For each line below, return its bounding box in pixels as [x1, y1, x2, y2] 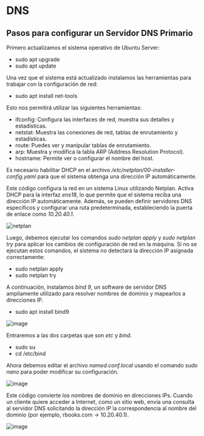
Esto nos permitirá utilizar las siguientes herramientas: [6, 104, 142, 111]
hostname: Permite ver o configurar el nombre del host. [15, 154, 154, 162]
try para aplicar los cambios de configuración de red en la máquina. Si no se [6, 241, 197, 247]
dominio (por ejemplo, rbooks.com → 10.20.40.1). [6, 411, 129, 418]
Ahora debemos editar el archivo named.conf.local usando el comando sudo [6, 362, 198, 369]
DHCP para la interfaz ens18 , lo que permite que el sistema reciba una [6, 191, 182, 198]
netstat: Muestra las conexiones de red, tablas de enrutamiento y [15, 129, 178, 136]
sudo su [15, 344, 36, 350]
